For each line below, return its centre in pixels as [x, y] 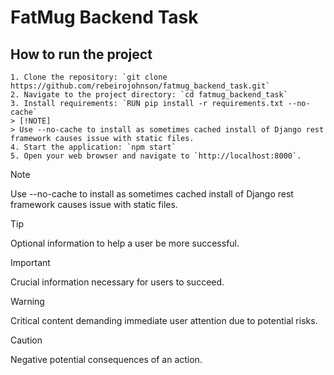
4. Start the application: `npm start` [93, 147]
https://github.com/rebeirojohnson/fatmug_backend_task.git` [140, 86]
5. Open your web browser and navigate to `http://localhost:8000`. [156, 156]
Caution [26, 340]
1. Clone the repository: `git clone [89, 77]
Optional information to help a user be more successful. [125, 243]
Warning [27, 301]
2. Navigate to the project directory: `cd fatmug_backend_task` [149, 95]
